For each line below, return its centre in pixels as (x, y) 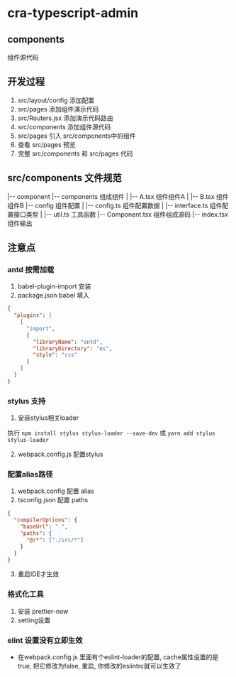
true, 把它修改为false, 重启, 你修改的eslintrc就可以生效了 (99, 666)
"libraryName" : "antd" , (68, 342)
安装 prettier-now (43, 611)
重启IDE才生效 (38, 574)
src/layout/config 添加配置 (56, 100)
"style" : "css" (55, 355)
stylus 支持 (27, 401)
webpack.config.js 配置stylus (60, 454)
